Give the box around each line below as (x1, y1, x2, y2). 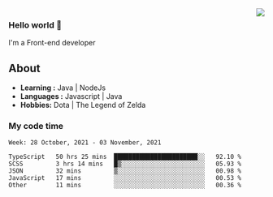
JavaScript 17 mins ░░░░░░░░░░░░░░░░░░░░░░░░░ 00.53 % (8, 174, 242, 182)
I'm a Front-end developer (8, 38, 96, 48)
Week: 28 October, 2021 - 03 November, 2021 (8, 139, 162, 147)
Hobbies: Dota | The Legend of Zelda (19, 101, 146, 110)
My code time (8, 121, 63, 132)
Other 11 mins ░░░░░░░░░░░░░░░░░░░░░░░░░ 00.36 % (8, 182, 242, 190)
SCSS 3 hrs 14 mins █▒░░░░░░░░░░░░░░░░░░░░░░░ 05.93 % (8, 160, 242, 169)
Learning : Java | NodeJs (19, 83, 106, 92)
